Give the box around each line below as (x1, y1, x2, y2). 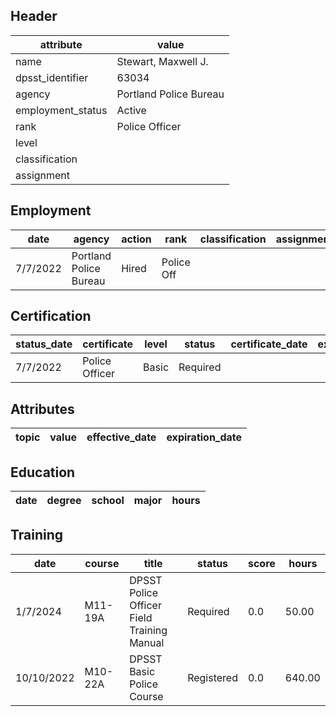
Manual (129, 635, 165, 649)
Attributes (10, 400, 75, 418)
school (91, 494, 125, 508)
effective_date (86, 430, 157, 444)
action (121, 232, 152, 246)
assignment (15, 168, 71, 182)
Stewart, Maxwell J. (116, 54, 209, 68)
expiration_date (166, 430, 243, 444)
